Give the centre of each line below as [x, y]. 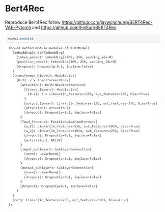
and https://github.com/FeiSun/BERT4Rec [74, 27]
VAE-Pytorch [18, 27]
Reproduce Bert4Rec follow [33, 22]
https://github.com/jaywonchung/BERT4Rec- [107, 22]
